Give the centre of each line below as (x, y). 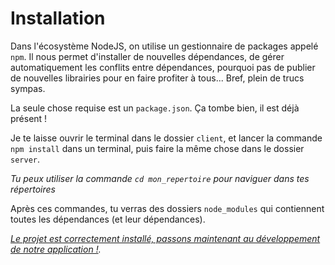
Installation (58, 18)
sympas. (28, 88)
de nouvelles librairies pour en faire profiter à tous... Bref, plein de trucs (157, 78)
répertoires (33, 189)
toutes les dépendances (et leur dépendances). (108, 219)
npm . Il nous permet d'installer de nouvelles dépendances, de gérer (147, 56)
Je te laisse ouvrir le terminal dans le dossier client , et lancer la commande (166, 138)
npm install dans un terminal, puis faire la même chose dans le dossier (157, 148)
